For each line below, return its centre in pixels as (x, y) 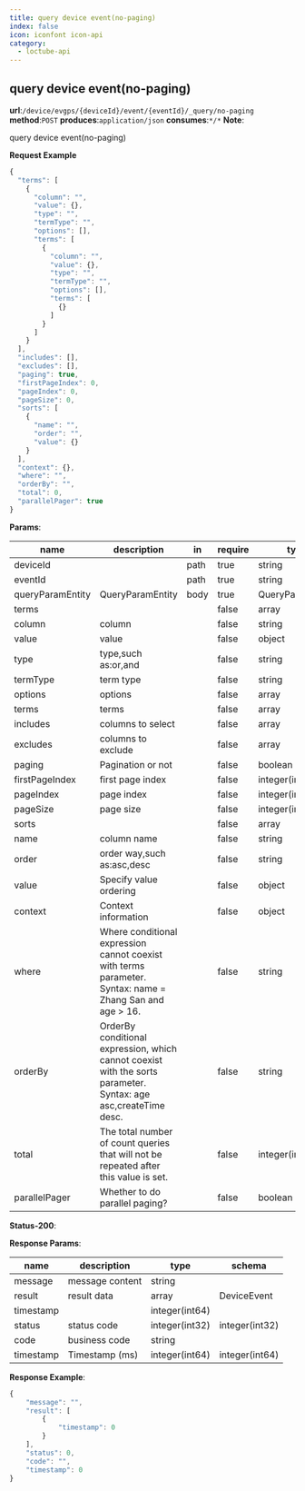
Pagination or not (136, 764)
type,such (121, 653)
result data (90, 1296)
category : (28, 43)
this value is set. (133, 1177)
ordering (118, 890)
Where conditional (138, 931)
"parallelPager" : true (60, 502)
